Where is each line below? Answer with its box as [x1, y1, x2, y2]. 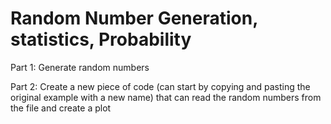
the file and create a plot [10, 102, 112, 114]
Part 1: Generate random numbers [10, 61, 150, 73]
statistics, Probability [10, 28, 192, 51]
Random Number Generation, [10, 7, 258, 30]
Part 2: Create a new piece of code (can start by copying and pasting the [10, 80, 311, 92]
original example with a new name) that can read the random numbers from [10, 91, 322, 103]
